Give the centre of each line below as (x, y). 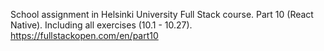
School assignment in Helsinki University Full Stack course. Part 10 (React (162, 14)
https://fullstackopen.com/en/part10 (84, 35)
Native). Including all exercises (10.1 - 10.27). (101, 25)
